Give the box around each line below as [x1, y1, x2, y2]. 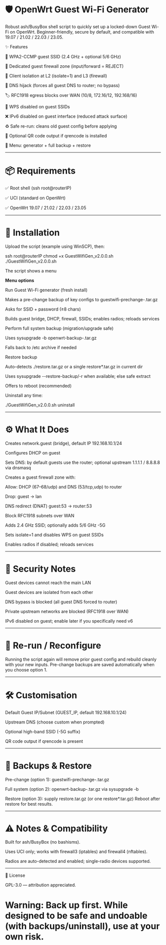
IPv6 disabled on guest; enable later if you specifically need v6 [5, 618, 133, 624]
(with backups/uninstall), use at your [5, 920, 160, 932]
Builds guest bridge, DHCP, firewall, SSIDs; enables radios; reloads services [5, 315, 160, 321]
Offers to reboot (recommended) [5, 383, 72, 389]
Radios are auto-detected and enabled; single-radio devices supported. [5, 858, 151, 864]
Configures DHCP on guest [5, 450, 61, 455]
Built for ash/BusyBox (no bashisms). [5, 839, 81, 845]
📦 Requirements [5, 165, 76, 177]
